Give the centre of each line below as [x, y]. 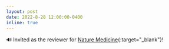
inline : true [22, 22]
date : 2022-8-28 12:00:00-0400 [44, 17]
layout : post [22, 12]
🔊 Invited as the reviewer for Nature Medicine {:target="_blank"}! [85, 40]
